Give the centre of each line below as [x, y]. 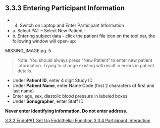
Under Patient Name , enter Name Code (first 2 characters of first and [83, 85]
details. [25, 71]
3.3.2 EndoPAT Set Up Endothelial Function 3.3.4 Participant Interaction [78, 120]
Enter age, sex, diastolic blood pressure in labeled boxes [70, 96]
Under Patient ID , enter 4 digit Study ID [52, 80]
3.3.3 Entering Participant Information [65, 8]
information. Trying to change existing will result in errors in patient [86, 65]
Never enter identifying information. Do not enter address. [66, 111]
